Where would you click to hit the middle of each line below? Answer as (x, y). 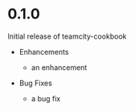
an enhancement (59, 67)
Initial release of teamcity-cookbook (67, 36)
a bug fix (46, 98)
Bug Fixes (36, 83)
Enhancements (44, 51)
